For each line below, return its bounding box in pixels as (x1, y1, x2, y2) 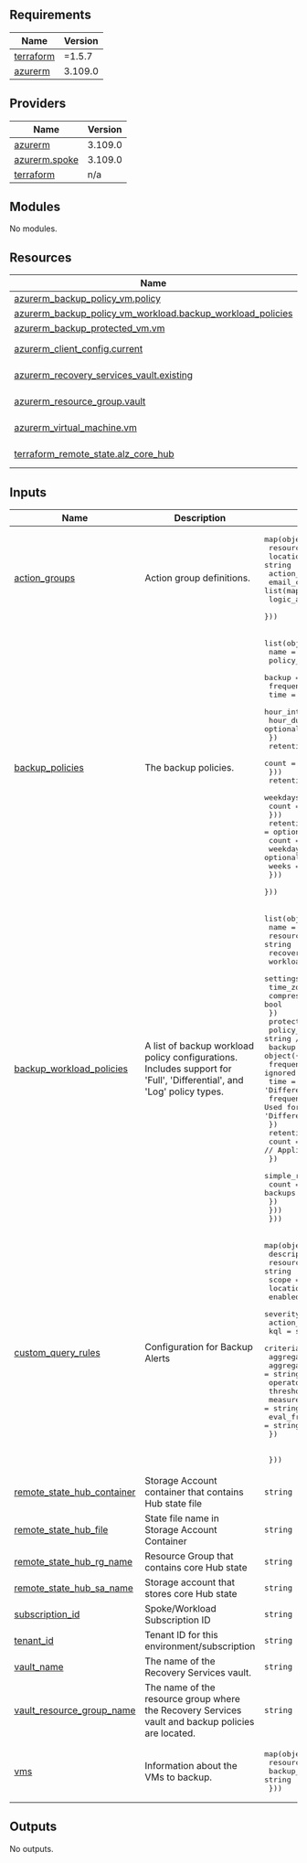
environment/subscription (144, 1640, 256, 1653)
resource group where (144, 1693, 240, 1706)
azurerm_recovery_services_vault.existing (14, 369, 194, 382)
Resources (9, 250, 72, 265)
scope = (268, 1275, 301, 1285)
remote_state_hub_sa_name (14, 1581, 134, 1594)
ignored (264, 1069, 296, 1078)
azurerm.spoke (14, 153, 79, 165)
